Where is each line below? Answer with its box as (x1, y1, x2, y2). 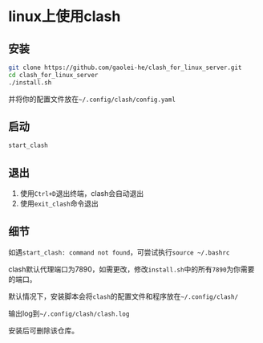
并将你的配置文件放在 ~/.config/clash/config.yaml (8, 94, 176, 104)
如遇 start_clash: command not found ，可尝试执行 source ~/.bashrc (8, 247, 230, 257)
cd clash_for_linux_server (8, 71, 99, 79)
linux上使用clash (8, 7, 121, 26)
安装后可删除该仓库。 (8, 325, 79, 335)
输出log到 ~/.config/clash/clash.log (8, 308, 130, 318)
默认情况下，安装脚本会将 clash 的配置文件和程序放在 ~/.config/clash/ (8, 291, 239, 301)
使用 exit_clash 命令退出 (19, 198, 99, 209)
